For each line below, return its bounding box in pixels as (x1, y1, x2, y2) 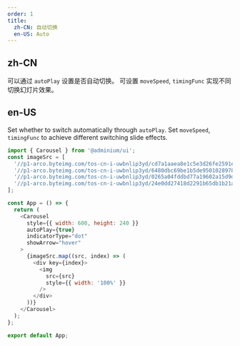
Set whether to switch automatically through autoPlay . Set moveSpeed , (7, 126, 211, 134)
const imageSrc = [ (7, 153, 66, 161)
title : (7, 17, 27, 24)
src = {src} (45, 273, 75, 280)
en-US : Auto (14, 30, 50, 38)
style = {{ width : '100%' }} (45, 279, 126, 286)
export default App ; (7, 332, 69, 339)
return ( (14, 206, 40, 213)
